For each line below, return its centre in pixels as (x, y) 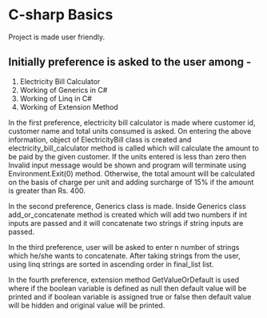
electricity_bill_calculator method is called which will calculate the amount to (134, 148)
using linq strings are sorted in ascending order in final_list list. (111, 264)
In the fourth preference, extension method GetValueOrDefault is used (124, 280)
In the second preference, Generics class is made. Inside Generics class (127, 206)
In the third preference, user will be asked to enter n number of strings (124, 247)
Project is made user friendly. (57, 37)
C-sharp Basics (61, 15)
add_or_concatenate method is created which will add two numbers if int (128, 215)
